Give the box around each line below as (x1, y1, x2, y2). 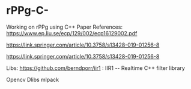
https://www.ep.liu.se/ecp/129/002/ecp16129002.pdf (6, 29, 138, 36)
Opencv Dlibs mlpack (6, 76, 59, 83)
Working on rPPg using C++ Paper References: (6, 23, 123, 30)
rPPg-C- (6, 4, 49, 17)
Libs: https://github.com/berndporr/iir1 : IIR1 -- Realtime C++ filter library (6, 64, 185, 72)
